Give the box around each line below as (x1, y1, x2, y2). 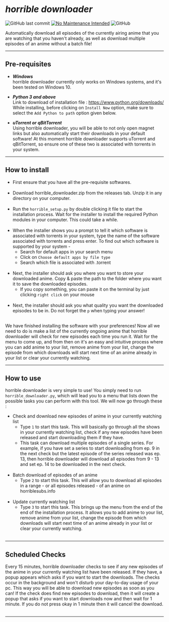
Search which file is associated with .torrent (20, 259, 111, 265)
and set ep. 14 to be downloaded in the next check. (20, 461, 126, 467)
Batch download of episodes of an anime (12, 472, 98, 478)
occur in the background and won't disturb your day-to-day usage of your (5, 580, 158, 586)
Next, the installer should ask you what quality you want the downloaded (12, 302, 163, 308)
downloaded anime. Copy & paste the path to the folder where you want (12, 275, 162, 282)
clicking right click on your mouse (20, 291, 95, 298)
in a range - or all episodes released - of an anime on (20, 482, 130, 489)
